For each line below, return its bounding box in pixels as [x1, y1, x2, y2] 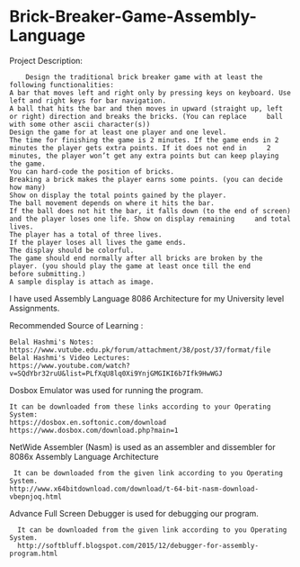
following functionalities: [9, 80, 115, 89]
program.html [9, 549, 58, 558]
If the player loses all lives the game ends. [9, 238, 187, 247]
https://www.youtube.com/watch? [9, 361, 130, 370]
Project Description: [9, 55, 84, 66]
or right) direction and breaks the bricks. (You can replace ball [9, 112, 283, 121]
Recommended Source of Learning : [9, 319, 144, 330]
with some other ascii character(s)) [9, 120, 151, 129]
